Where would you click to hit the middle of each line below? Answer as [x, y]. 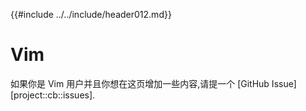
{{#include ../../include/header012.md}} [91, 14]
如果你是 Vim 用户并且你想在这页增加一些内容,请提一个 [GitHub [140, 83]
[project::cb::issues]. [53, 95]
